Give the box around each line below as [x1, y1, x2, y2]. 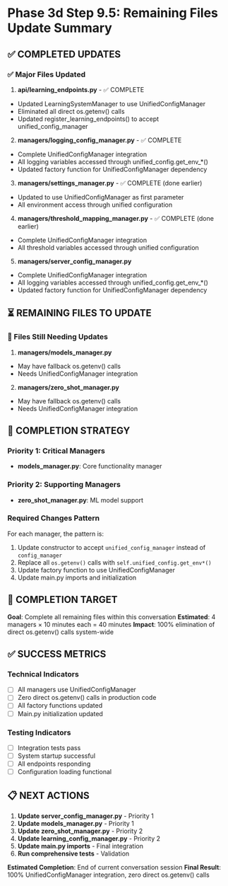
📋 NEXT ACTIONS [7, 789, 90, 801]
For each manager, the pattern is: [7, 529, 104, 538]
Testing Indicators [7, 727, 71, 737]
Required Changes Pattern [7, 513, 100, 523]
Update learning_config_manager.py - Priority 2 [17, 834, 161, 843]
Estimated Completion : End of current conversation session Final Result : [7, 863, 221, 871]
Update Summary [7, 20, 113, 36]
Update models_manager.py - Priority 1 [17, 819, 134, 827]
